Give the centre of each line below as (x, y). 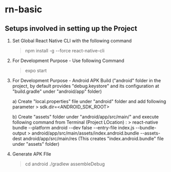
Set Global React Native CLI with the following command (72, 41)
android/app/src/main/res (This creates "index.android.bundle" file (93, 139)
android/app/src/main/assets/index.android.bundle (85, 133)
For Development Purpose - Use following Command (68, 61)
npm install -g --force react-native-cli (65, 51)
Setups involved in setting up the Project (71, 28)
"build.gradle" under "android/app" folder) (57, 91)
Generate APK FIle (32, 154)
